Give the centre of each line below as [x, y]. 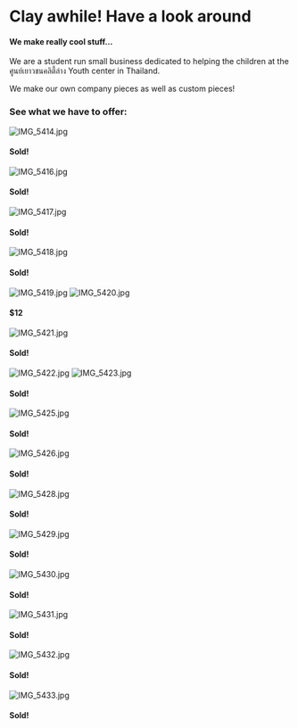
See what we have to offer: [68, 112]
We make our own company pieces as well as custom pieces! [122, 89]
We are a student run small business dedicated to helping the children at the [149, 62]
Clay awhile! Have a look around [130, 17]
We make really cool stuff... [61, 41]
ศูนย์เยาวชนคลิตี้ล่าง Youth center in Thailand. [85, 71]
